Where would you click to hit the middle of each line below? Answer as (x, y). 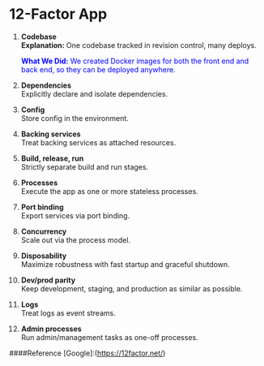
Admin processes (51, 329)
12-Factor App (58, 14)
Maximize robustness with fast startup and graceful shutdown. (125, 264)
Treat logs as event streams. (68, 312)
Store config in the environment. (75, 118)
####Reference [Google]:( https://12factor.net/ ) (87, 353)
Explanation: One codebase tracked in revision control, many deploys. (139, 45)
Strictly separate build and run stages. (85, 166)
